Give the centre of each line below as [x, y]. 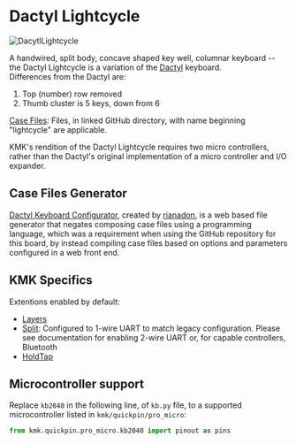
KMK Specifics [51, 280]
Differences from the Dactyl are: [68, 76]
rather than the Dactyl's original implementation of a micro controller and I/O [148, 156]
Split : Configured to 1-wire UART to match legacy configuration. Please [151, 328]
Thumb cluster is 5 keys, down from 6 [91, 103]
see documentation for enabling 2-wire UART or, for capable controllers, [154, 337]
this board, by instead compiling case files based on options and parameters [148, 243]
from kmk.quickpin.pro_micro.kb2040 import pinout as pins [120, 431]
